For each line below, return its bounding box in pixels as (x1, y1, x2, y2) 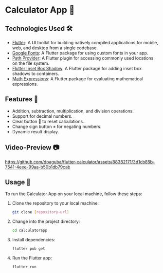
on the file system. (12, 60, 50, 66)
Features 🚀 (5, 95, 38, 104)
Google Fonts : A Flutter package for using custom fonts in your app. (12, 50, 148, 55)
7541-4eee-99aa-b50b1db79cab (5, 164, 71, 170)
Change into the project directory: (12, 218, 80, 224)
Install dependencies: (12, 237, 55, 243)
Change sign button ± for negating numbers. (12, 124, 102, 129)
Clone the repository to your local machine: (12, 200, 99, 206)
